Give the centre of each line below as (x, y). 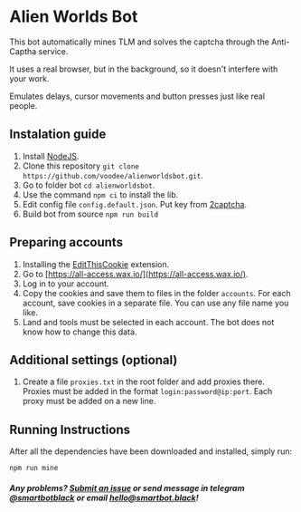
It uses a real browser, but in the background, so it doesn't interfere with (144, 69)
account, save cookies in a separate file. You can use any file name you (155, 303)
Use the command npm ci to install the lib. (100, 194)
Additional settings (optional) (94, 360)
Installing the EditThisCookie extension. (96, 264)
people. (24, 105)
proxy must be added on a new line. (89, 401)
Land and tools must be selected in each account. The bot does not (148, 322)
